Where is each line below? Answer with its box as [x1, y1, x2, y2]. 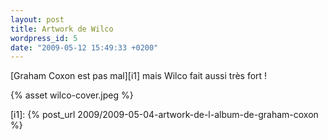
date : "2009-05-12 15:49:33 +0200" [10, 42, 159, 53]
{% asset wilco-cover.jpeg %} [10, 89, 134, 101]
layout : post [10, 14, 65, 25]
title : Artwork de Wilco [10, 24, 114, 34]
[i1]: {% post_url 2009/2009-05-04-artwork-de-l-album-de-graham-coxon [10, 109, 319, 121]
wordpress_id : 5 [10, 33, 78, 43]
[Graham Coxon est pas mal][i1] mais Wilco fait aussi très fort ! [10, 70, 268, 82]
